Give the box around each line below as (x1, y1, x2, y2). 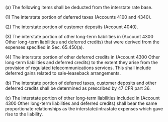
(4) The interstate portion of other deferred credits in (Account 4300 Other (5, 54, 160, 60)
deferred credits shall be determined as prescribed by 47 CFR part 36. (5, 85, 151, 91)
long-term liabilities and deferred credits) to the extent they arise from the (5, 59, 158, 65)
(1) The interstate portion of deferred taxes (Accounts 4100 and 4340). (5, 14, 152, 20)
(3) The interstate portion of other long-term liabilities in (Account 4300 (5, 34, 153, 39)
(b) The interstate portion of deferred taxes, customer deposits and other (5, 80, 157, 86)
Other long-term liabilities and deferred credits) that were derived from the (5, 39, 160, 45)
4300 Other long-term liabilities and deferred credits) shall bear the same (5, 100, 157, 106)
